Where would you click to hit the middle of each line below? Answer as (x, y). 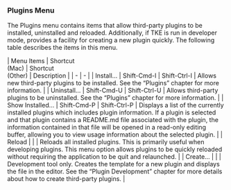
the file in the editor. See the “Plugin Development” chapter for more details (115, 171)
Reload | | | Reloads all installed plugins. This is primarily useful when (106, 142)
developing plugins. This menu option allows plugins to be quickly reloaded (115, 149)
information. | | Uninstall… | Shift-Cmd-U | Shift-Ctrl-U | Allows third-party (113, 90)
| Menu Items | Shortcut (41, 61)
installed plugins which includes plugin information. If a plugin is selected (112, 112)
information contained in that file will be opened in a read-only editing (107, 128)
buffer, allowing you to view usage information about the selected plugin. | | (115, 135)
